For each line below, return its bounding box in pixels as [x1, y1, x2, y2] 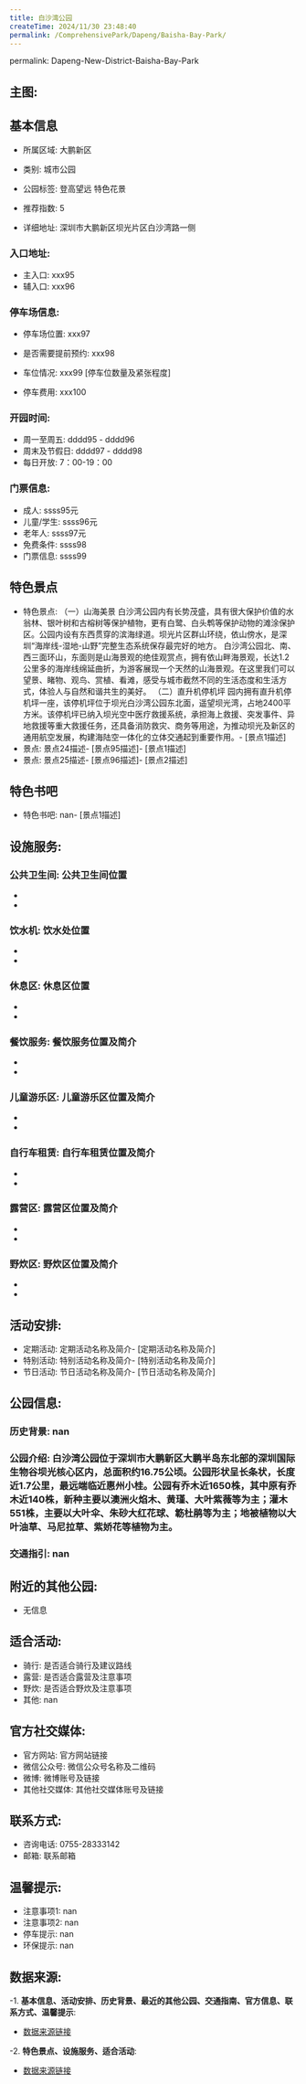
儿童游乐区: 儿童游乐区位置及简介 [9, 1090, 155, 1103]
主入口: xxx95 [22, 269, 75, 280]
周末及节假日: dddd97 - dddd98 [22, 445, 143, 457]
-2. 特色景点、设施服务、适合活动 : [9, 2046, 137, 2057]
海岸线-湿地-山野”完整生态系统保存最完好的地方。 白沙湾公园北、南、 [34, 640, 296, 651]
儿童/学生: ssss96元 [22, 516, 98, 526]
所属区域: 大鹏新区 [22, 144, 92, 155]
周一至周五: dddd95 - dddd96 [22, 434, 135, 445]
